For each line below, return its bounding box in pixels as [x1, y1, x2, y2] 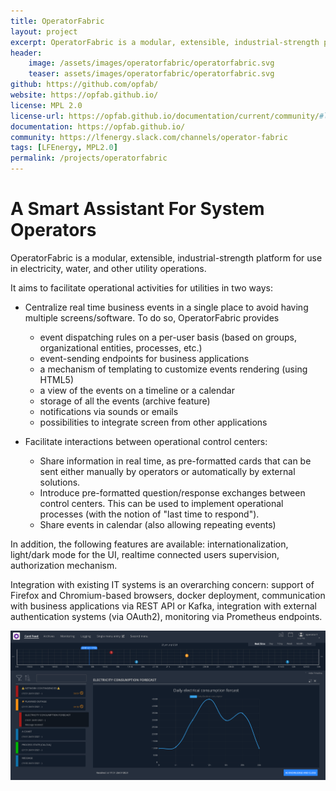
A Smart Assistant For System [10, 198, 265, 220]
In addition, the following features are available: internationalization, [10, 538, 289, 550]
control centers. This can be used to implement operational [39, 497, 284, 509]
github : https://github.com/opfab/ [10, 80, 159, 90]
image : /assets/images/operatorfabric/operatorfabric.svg [28, 58, 275, 69]
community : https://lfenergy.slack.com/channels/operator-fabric [10, 132, 288, 142]
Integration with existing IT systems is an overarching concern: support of [10, 578, 315, 590]
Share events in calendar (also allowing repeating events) [39, 518, 277, 530]
